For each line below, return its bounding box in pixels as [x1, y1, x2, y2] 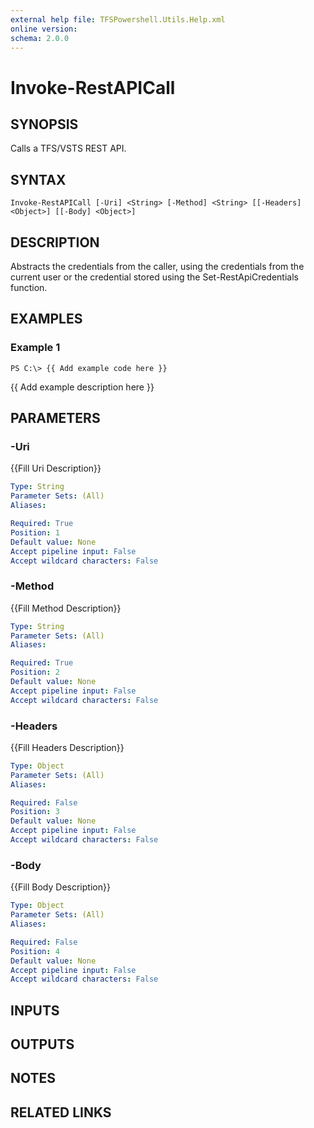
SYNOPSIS [10, 116, 79, 133]
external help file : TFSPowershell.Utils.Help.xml [10, 14, 226, 25]
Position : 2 [10, 667, 60, 678]
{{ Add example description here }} [10, 381, 155, 393]
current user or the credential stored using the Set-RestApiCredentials [10, 271, 299, 283]
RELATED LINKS [10, 1104, 112, 1121]
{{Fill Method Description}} [10, 602, 122, 614]
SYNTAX [10, 171, 67, 188]
